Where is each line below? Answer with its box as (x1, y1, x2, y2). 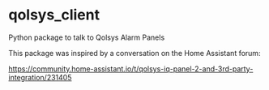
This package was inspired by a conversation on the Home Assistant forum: (8, 48, 261, 58)
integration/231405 (8, 72, 72, 82)
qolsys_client (8, 6, 100, 24)
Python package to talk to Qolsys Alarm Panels (8, 32, 165, 42)
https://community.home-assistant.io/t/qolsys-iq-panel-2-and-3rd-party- (8, 63, 254, 74)
